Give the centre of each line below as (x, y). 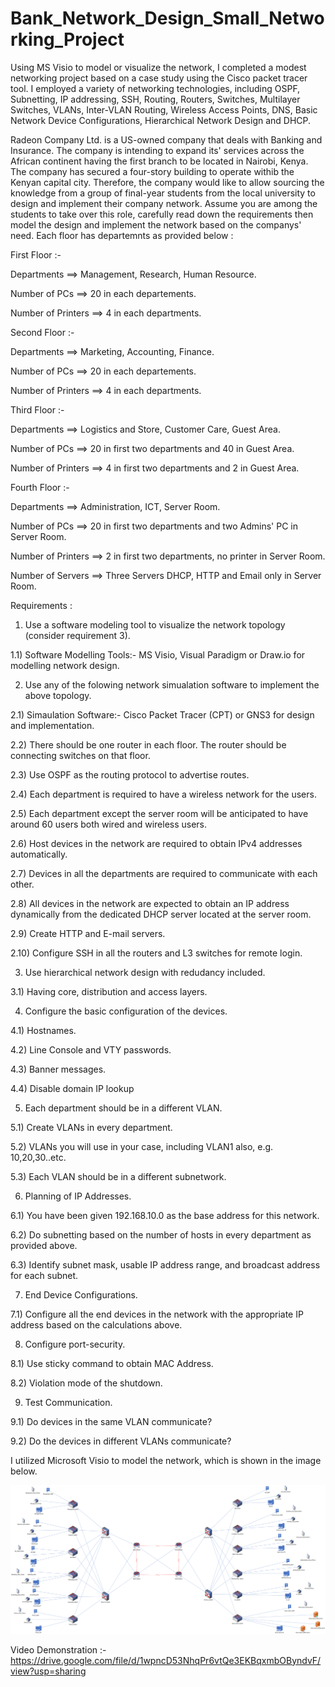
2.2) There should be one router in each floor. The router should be (148, 744)
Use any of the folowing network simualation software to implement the (172, 684)
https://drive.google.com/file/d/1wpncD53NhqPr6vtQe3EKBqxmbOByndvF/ (166, 1660)
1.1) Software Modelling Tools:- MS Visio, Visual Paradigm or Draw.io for (158, 654)
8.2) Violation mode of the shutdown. (86, 1383)
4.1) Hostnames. (43, 1030)
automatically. (39, 854)
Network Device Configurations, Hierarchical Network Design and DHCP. (161, 120)
